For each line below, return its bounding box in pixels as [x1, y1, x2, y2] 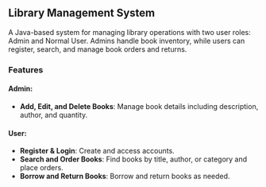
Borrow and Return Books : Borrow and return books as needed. [19, 171, 230, 181]
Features [8, 64, 44, 75]
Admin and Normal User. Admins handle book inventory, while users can [8, 36, 245, 45]
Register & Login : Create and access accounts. [19, 146, 175, 156]
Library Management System [8, 6, 156, 20]
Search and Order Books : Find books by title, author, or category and [19, 154, 248, 164]
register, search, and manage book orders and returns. [8, 44, 187, 54]
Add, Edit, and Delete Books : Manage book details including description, [19, 101, 259, 111]
